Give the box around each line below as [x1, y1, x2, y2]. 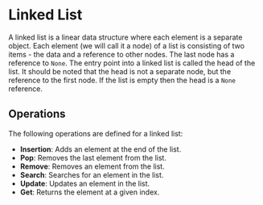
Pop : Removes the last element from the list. [19, 153, 167, 162]
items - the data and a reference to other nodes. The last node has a [8, 49, 235, 59]
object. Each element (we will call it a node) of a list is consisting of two [8, 40, 245, 50]
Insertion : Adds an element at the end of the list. [19, 144, 182, 154]
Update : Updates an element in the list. [19, 178, 150, 188]
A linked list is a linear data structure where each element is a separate [8, 32, 243, 42]
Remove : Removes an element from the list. [19, 161, 165, 171]
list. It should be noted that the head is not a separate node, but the [8, 66, 232, 76]
